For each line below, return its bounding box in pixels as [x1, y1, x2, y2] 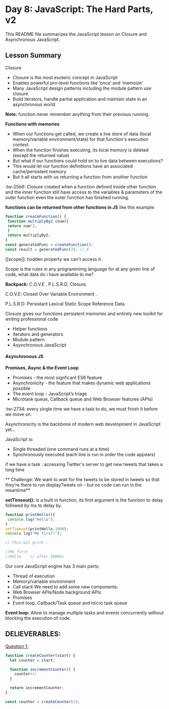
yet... [5, 426, 16, 432]
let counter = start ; [10, 657, 55, 663]
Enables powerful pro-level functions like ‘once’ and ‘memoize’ [12, 80, 143, 86]
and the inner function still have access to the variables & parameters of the [5, 189, 162, 195]
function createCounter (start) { [5, 653, 76, 658]
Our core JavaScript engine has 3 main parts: [5, 563, 100, 569]
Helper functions [12, 326, 48, 332]
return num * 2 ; [7, 223, 37, 228]
